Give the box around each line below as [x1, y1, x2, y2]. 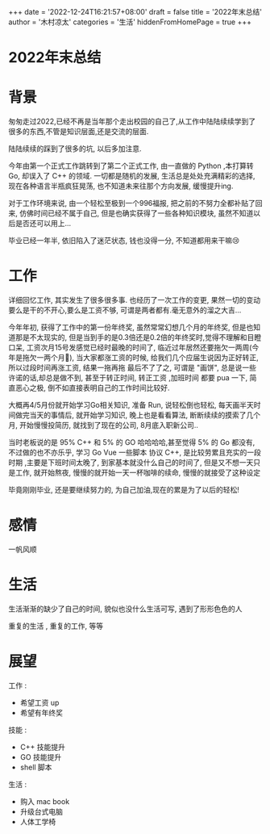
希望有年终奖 [19, 707, 63, 717]
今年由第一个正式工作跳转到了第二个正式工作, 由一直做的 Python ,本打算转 [8, 161, 254, 171]
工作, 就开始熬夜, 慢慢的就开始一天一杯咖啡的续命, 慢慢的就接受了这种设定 [15, 467, 260, 478]
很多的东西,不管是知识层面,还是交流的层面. [8, 127, 149, 136]
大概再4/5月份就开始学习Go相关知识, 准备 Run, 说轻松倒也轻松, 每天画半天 [8, 400, 254, 410]
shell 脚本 [19, 762, 52, 772]
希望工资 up [19, 698, 60, 707]
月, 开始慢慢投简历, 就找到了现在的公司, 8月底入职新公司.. [8, 421, 199, 430]
